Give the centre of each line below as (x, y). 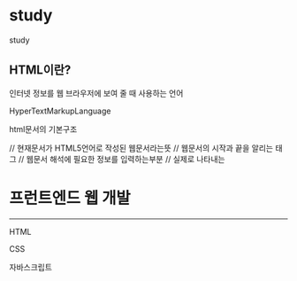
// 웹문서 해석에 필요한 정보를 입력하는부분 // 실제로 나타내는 (122, 159)
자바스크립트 (31, 267)
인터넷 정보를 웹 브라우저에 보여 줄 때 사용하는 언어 (96, 93)
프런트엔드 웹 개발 (70, 198)
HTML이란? (40, 70)
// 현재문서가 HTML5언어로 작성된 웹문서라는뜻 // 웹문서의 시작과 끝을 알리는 (141, 148)
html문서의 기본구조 (43, 129)
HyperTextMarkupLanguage (60, 111)
